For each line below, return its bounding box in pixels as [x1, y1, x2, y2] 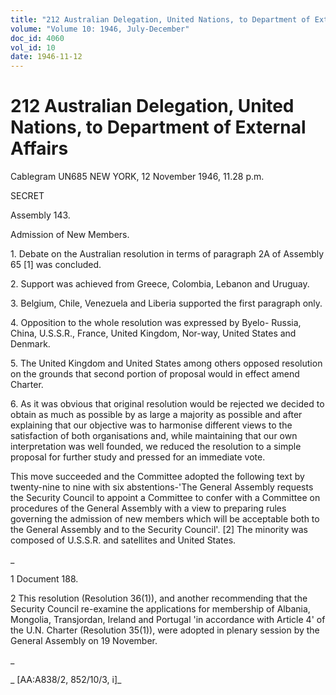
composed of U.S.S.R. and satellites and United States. [10, 534, 237, 546]
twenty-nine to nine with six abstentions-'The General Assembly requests [10, 481, 314, 493]
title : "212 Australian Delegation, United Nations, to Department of [10, 14, 311, 25]
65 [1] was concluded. [10, 259, 102, 271]
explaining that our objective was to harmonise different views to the [10, 419, 293, 431]
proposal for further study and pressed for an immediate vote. [10, 451, 266, 463]
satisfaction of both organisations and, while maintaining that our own [10, 430, 298, 442]
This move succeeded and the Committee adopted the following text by [10, 471, 305, 483]
